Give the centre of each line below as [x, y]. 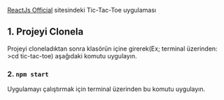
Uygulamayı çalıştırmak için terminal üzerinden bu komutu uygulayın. [106, 89]
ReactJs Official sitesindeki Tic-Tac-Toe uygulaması [82, 10]
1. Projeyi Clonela [45, 32]
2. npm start [28, 74]
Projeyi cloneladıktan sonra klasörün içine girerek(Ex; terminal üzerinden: [113, 49]
